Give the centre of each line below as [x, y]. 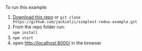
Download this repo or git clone [46, 17]
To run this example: [27, 7]
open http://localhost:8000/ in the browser [57, 43]
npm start [23, 38]
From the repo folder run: [39, 27]
